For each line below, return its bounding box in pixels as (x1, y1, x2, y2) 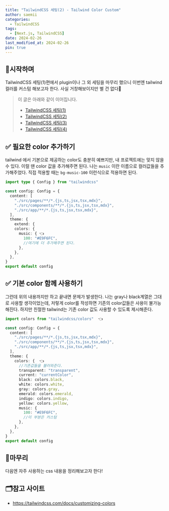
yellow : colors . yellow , (18, 401, 69, 406)
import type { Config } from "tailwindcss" (5, 180, 99, 185)
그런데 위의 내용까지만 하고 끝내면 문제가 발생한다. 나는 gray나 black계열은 (5, 293, 153, 300)
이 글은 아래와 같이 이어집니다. (17, 97, 77, 103)
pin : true (5, 45, 26, 50)
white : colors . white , (18, 382, 65, 387)
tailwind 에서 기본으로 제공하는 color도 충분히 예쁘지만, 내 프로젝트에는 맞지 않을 (5, 157, 164, 163)
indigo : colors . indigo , (18, 396, 69, 401)
